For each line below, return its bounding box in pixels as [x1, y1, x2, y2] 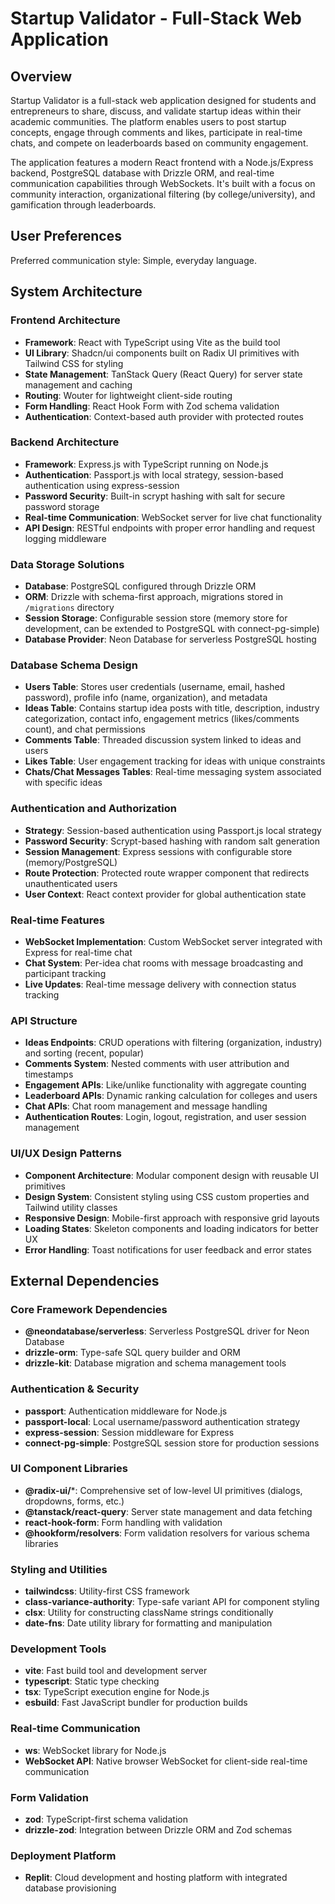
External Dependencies [10, 1272, 160, 1289]
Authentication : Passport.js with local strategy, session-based [24, 468, 284, 481]
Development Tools [10, 1642, 107, 1656]
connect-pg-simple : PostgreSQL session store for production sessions [24, 1437, 320, 1449]
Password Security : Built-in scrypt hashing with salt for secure [24, 490, 286, 502]
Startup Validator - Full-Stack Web [10, 7, 302, 30]
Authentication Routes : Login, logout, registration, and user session [24, 1111, 307, 1123]
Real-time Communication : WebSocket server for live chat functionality [24, 511, 323, 523]
